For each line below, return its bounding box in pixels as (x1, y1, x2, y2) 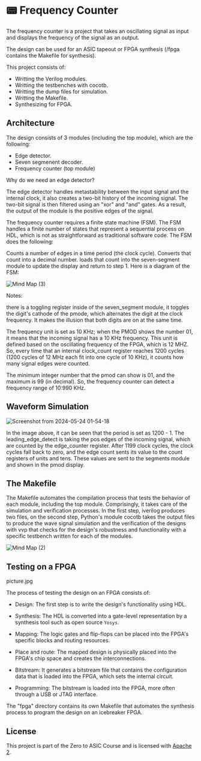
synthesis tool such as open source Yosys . (14, 619, 119, 626)
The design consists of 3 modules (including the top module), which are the (6, 134, 193, 141)
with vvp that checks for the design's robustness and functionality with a (6, 526, 187, 534)
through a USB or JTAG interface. (14, 691, 98, 698)
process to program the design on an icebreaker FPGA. (6, 709, 143, 716)
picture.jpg (6, 577, 33, 585)
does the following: (6, 238, 54, 245)
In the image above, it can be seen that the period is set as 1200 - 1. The (6, 429, 185, 436)
